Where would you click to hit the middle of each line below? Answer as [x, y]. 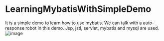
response [15, 28]
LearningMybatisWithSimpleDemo [78, 9]
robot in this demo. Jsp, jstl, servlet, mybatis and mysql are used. [92, 28]
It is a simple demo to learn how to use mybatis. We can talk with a [74, 23]
